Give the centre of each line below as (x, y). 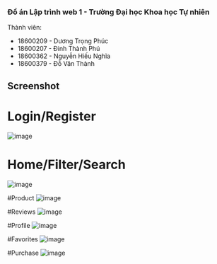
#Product (21, 197)
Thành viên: (25, 28)
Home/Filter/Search (66, 165)
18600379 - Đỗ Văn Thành (56, 64)
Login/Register (52, 116)
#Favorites (23, 239)
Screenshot (34, 86)
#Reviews (22, 212)
